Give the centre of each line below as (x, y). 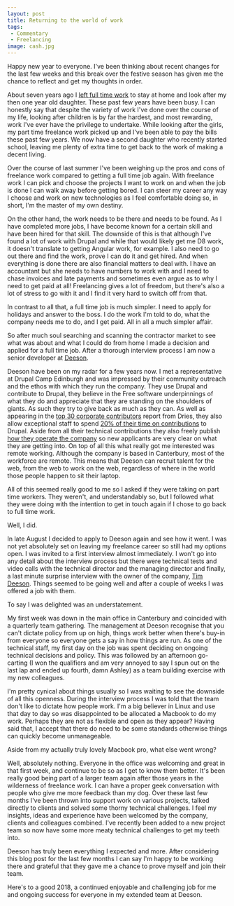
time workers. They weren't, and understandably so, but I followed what (111, 496)
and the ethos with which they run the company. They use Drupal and (108, 386)
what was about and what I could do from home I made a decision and (108, 343)
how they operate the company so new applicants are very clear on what (112, 438)
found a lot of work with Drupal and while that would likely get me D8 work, (115, 241)
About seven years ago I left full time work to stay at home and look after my (117, 95)
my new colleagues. (36, 678)
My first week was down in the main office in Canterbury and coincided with (117, 618)
